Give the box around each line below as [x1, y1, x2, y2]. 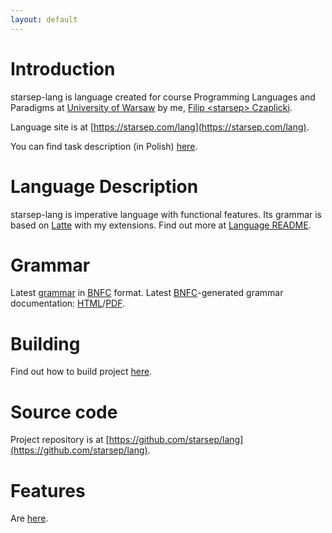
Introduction [10, 57, 116, 80]
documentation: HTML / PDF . [10, 297, 126, 310]
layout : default [10, 14, 78, 25]
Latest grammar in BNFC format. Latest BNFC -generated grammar [10, 287, 284, 299]
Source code [10, 401, 118, 423]
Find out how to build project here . [10, 366, 153, 378]
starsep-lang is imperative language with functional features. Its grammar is [10, 208, 322, 220]
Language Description [10, 175, 199, 198]
